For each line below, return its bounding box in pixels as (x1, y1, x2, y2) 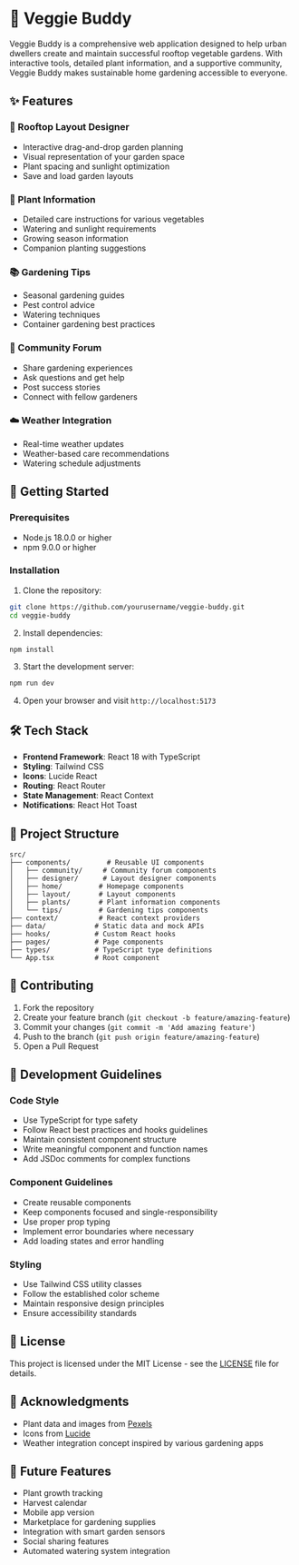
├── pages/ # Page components (9, 937, 165, 946)
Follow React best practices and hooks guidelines (22, 1124, 208, 1135)
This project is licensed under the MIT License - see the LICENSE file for (9, 1358, 279, 1369)
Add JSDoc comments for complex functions (22, 1154, 191, 1164)
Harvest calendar (22, 1498, 88, 1509)
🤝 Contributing (9, 978, 94, 994)
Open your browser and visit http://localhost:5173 (22, 695, 217, 707)
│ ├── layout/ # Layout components (9, 889, 177, 898)
